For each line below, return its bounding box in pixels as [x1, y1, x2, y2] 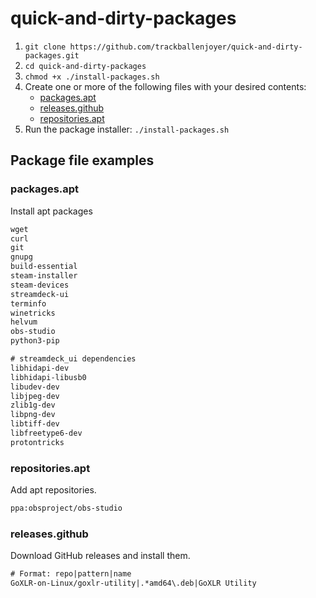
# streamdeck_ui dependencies [10, 354, 137, 364]
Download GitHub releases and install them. [10, 550, 191, 562]
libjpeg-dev [10, 391, 60, 401]
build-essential [10, 262, 78, 272]
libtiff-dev [10, 419, 60, 429]
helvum [10, 317, 38, 327]
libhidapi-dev [10, 363, 70, 373]
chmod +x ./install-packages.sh [24, 72, 160, 82]
